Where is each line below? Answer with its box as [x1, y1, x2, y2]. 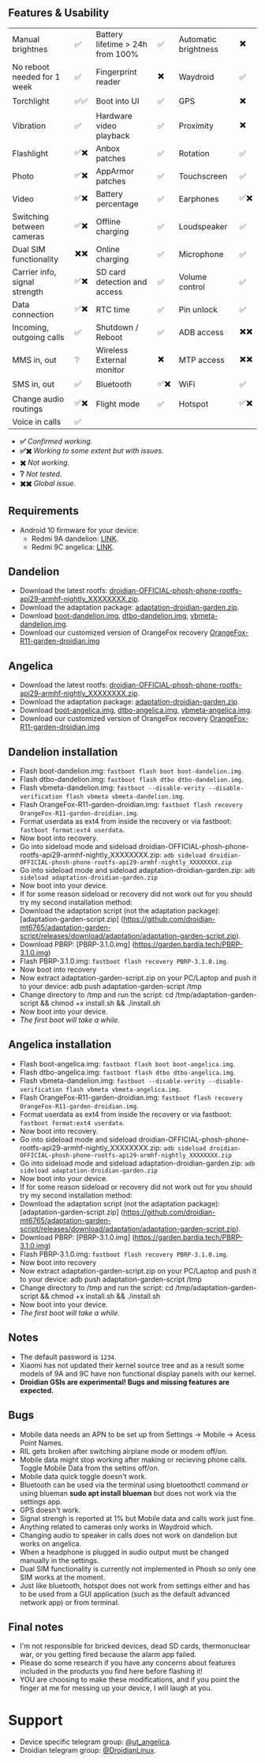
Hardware [95, 110, 132, 121]
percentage [95, 198, 140, 209]
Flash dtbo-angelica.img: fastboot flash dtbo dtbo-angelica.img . [19, 1067, 236, 1077]
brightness [178, 43, 219, 55]
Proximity [178, 120, 215, 131]
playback [95, 130, 130, 141]
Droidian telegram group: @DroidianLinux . [19, 1746, 156, 1755]
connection [12, 308, 54, 319]
